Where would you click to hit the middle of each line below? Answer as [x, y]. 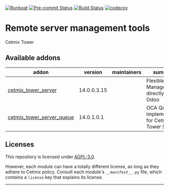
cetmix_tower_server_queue [41, 117]
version [93, 72]
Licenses [20, 144]
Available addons [33, 58]
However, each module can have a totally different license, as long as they [82, 166]
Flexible [155, 81]
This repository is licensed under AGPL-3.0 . [50, 157]
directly [155, 93]
